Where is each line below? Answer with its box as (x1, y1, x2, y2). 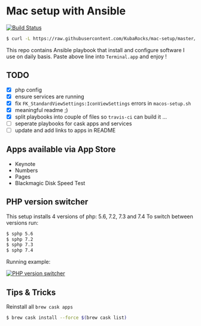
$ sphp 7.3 (6, 242, 33, 248)
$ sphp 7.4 (6, 247, 33, 253)
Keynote (14, 160, 36, 167)
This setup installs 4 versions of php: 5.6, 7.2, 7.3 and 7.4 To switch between (6, 213, 193, 220)
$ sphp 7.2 (6, 236, 33, 242)
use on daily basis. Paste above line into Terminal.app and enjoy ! (6, 53, 167, 60)
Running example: (6, 258, 51, 265)
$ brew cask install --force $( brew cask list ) (6, 315, 127, 321)
